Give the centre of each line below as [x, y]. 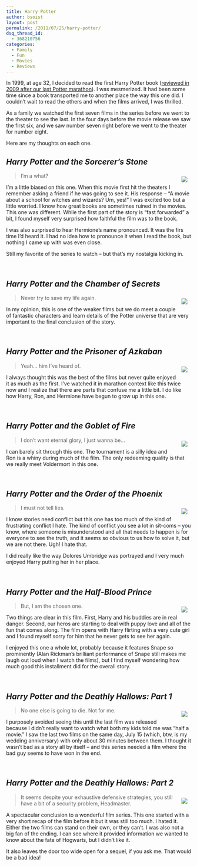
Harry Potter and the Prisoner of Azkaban [84, 352]
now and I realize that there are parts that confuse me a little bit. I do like [94, 389]
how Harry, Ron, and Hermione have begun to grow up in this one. [86, 396]
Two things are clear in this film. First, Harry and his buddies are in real [92, 618]
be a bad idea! [24, 857]
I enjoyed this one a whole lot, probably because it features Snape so [90, 648]
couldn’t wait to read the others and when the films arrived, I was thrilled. [95, 102]
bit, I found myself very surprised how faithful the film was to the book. [92, 219]
